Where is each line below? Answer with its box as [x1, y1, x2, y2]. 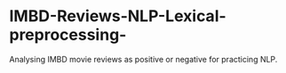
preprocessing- [9, 25, 127, 45]
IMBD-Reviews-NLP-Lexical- [9, 6, 226, 26]
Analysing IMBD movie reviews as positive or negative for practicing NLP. [9, 54, 278, 64]
